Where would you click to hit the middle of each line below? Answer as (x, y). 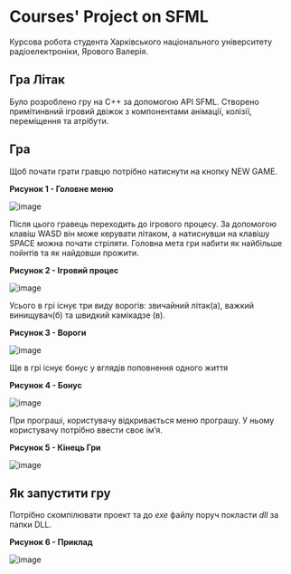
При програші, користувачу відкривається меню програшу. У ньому (142, 420)
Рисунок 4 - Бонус (46, 385)
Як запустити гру (60, 493)
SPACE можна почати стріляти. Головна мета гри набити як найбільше (146, 243)
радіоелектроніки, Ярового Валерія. (79, 51)
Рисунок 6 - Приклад (51, 542)
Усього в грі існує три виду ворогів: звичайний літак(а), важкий (132, 305)
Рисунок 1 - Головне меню (61, 188)
